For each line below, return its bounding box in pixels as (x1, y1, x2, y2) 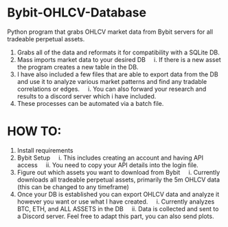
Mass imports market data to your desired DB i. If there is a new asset (16, 55, 221, 63)
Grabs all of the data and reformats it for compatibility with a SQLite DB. (16, 48, 220, 56)
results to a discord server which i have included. (16, 91, 157, 100)
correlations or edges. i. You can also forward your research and (16, 85, 207, 93)
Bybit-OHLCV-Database (7, 5, 146, 21)
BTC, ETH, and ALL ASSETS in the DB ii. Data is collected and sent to (16, 204, 219, 213)
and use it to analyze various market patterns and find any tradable (16, 77, 207, 85)
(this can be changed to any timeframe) (16, 182, 129, 191)
